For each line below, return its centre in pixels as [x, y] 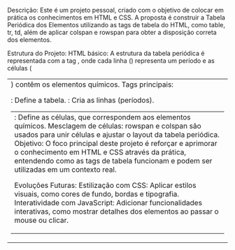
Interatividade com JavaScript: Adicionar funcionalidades [108, 203]
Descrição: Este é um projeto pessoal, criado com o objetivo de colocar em [115, 10]
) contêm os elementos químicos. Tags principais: [92, 84]
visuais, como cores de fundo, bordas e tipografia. [97, 194]
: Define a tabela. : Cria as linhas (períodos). [83, 100]
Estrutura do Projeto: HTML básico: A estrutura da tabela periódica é [106, 53]
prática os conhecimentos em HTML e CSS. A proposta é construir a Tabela [116, 17]
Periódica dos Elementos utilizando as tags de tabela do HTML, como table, [116, 25]
